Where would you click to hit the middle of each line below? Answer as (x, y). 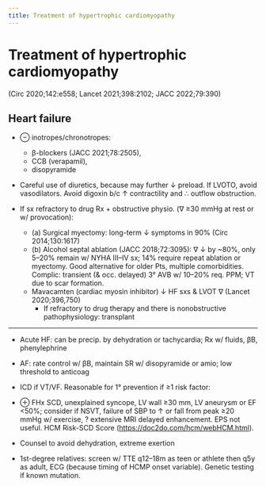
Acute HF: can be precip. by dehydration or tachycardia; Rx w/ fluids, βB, (139, 340)
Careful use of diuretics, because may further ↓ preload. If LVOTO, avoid (138, 185)
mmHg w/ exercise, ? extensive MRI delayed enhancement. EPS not (130, 419)
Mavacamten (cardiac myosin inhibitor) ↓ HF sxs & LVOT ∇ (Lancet (141, 292)
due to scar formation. (68, 283)
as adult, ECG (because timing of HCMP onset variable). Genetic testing (137, 467)
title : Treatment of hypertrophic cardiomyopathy (92, 15)
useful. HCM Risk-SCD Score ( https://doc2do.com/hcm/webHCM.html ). (137, 428)
